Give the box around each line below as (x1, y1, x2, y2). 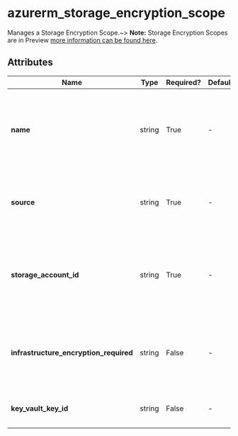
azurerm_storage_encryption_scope (7, 5, 225, 21)
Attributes (7, 57, 53, 69)
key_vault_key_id (11, 403, 69, 413)
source (11, 197, 35, 207)
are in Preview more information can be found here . (7, 35, 158, 44)
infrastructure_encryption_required (11, 348, 133, 357)
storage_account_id (11, 270, 79, 280)
